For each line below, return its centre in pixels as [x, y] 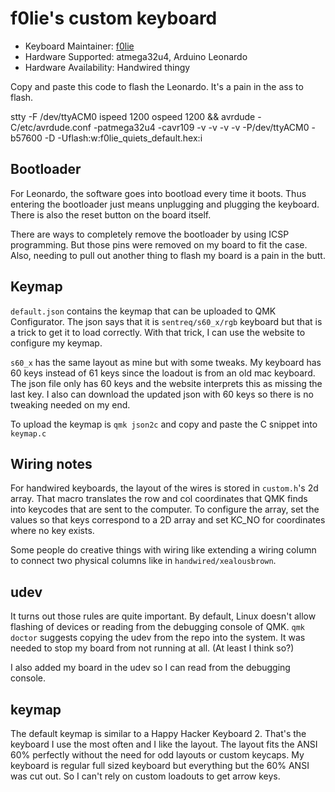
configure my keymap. [56, 343]
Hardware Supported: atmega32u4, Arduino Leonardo [136, 56]
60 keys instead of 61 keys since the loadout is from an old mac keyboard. [163, 373]
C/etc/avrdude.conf [51, 127]
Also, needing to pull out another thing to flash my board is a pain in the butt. [168, 255]
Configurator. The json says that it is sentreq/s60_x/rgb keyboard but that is [166, 321]
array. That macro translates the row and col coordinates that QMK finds [159, 499]
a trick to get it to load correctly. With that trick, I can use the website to [158, 332]
